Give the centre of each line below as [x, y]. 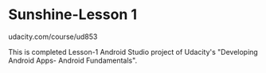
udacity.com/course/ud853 [53, 36]
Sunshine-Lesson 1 [73, 15]
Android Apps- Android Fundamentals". [73, 60]
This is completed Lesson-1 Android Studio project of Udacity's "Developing [133, 52]
